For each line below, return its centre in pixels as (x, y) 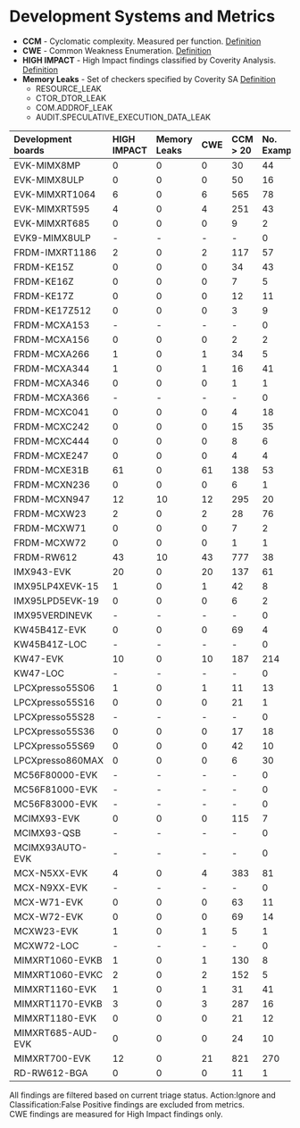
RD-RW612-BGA (51, 1073)
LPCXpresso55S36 (54, 731)
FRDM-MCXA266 (52, 354)
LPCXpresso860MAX (59, 760)
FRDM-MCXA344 (52, 368)
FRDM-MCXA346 (52, 383)
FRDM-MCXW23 (50, 514)
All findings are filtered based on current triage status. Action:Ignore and (143, 1095)
